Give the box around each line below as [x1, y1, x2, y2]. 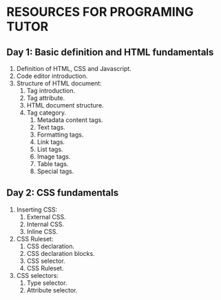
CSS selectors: [16, 271, 59, 279]
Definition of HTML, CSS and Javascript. [16, 65, 131, 72]
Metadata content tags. [36, 116, 104, 124]
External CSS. [26, 212, 66, 221]
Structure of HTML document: [16, 79, 102, 87]
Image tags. [36, 152, 71, 161]
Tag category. [26, 108, 67, 117]
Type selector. [26, 279, 67, 287]
